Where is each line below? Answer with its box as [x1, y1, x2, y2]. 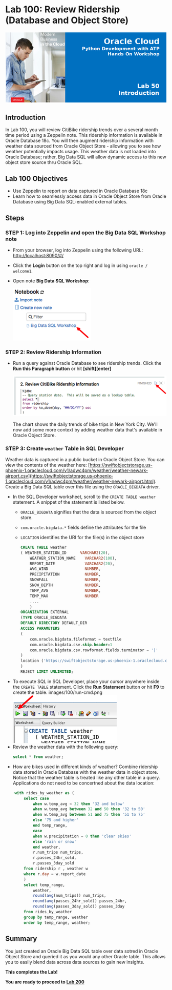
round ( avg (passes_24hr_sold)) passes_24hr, [32, 898, 127, 904]
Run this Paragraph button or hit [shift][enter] [12, 365, 112, 372]
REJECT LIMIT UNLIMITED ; [20, 669, 74, 674]
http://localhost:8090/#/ [12, 252, 64, 258]
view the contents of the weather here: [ [5, 462, 90, 468]
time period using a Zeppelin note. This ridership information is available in [5, 132, 163, 138]
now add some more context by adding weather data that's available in [12, 426, 163, 432]
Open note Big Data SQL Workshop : [12, 278, 90, 284]
